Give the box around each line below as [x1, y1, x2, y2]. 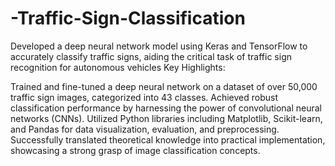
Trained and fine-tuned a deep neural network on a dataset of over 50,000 [10, 80, 318, 92]
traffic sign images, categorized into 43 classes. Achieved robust [10, 91, 278, 103]
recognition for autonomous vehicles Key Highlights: [10, 61, 226, 73]
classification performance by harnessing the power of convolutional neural [10, 102, 323, 114]
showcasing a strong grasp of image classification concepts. [10, 144, 261, 156]
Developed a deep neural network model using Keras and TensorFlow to [10, 40, 308, 52]
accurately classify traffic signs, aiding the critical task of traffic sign [10, 50, 292, 62]
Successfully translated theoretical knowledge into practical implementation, [10, 133, 326, 146]
